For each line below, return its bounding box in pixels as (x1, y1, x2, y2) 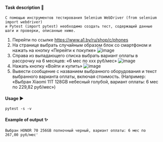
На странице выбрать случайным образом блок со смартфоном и (12, 42, 151, 48)
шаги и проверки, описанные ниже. (5, 28, 76, 34)
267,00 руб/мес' (5, 132, 38, 137)
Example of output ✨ (5, 117, 48, 122)
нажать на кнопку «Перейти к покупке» (12, 47, 96, 53)
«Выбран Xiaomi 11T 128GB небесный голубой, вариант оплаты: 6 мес (12, 79, 159, 85)
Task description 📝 (5, 4, 44, 10)
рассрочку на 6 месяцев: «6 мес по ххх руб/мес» (12, 58, 117, 64)
